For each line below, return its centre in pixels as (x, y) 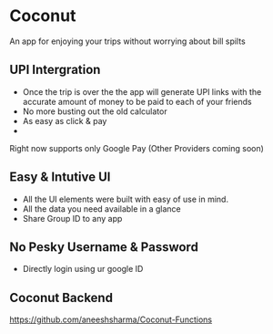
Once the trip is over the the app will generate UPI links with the (142, 91)
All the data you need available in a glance (102, 209)
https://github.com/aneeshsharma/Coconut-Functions (111, 319)
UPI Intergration (55, 70)
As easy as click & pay (65, 120)
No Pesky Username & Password (104, 247)
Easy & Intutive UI (60, 177)
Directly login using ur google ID (83, 269)
